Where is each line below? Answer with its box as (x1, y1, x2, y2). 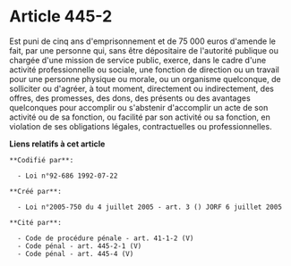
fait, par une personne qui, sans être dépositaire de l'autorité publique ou (9, 45, 279, 55)
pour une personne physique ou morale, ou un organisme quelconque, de (9, 73, 281, 84)
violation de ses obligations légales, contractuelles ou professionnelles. (9, 121, 272, 131)
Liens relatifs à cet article (9, 138, 106, 149)
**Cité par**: (9, 218, 63, 227)
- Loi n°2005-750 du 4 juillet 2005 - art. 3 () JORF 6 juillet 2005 (17, 203, 282, 212)
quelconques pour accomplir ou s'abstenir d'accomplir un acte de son (9, 102, 269, 112)
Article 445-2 (9, 6, 113, 27)
